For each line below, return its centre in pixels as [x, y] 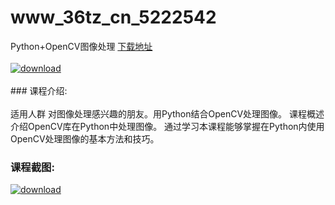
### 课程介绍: [39, 90]
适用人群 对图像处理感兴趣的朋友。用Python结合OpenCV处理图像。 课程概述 [167, 113]
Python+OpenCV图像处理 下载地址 [81, 46]
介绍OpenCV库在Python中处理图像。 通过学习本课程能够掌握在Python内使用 [167, 126]
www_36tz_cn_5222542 [113, 17]
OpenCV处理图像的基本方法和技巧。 [85, 138]
